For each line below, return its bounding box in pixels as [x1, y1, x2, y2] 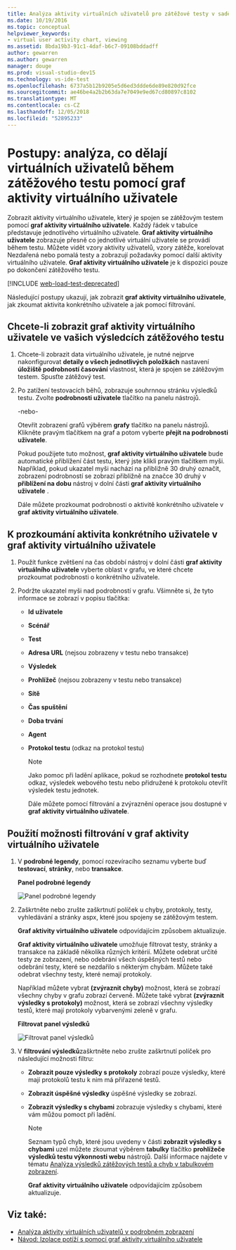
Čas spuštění [27, 703, 68, 711]
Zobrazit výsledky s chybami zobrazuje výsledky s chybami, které [27, 1103, 223, 1111]
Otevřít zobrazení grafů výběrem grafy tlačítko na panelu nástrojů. [17, 421, 209, 430]
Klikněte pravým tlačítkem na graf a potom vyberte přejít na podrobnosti [17, 428, 228, 437]
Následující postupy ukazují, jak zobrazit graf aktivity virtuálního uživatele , [7, 292, 226, 301]
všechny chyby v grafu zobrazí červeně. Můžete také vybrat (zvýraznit [17, 991, 225, 999]
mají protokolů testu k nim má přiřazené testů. [27, 1076, 161, 1083]
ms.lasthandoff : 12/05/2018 [7, 108, 90, 115]
